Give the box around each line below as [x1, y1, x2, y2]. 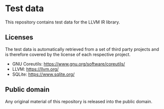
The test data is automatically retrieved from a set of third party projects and [5, 46, 159, 52]
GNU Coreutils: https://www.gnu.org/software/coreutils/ [12, 61, 125, 66]
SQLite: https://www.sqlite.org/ [12, 71, 75, 77]
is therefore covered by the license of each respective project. [5, 51, 131, 57]
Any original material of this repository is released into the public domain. [5, 98, 153, 104]
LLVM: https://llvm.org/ [12, 66, 59, 72]
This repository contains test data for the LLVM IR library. [5, 19, 120, 25]
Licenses [5, 33, 33, 42]
